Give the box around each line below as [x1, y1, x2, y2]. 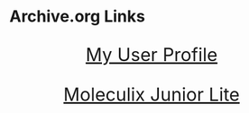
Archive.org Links [9, 6, 146, 27]
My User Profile [85, 43, 218, 66]
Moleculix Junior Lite [62, 83, 241, 107]
